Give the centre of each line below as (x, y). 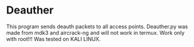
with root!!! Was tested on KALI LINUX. (53, 39)
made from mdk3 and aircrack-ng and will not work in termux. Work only (96, 32)
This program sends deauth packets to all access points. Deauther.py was (97, 26)
